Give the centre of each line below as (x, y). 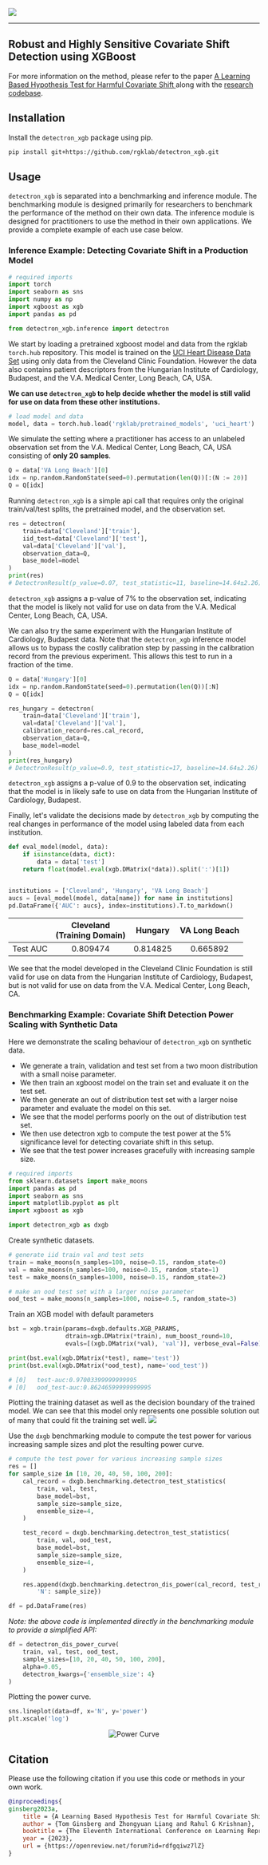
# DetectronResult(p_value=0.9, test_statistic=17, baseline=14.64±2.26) (134, 768)
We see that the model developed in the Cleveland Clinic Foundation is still (130, 968)
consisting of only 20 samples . (60, 456)
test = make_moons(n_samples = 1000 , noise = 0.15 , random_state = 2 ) (117, 1277)
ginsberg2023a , (33, 1809)
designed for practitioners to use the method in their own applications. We (130, 221)
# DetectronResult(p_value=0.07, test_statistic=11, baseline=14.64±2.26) (135, 583)
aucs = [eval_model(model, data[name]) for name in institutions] (121, 898)
